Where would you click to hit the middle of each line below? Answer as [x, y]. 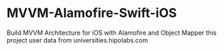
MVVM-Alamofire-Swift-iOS [92, 13]
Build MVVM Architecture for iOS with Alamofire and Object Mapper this [112, 33]
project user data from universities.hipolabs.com [77, 40]
